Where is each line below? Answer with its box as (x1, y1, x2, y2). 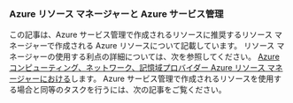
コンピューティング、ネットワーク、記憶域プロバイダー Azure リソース (9, 63, 266, 73)
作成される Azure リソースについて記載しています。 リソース (54, 40, 275, 51)
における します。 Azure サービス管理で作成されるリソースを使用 (39, 73, 274, 85)
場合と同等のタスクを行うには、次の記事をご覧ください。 (16, 85, 227, 95)
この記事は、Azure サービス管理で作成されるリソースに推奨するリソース (9, 29, 273, 40)
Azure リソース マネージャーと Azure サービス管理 (9, 7, 224, 19)
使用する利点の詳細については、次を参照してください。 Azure (55, 51, 281, 63)
